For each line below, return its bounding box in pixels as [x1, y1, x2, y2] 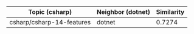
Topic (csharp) [28, 8, 72, 16]
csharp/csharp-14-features [9, 18, 91, 26]
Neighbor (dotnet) [96, 8, 151, 16]
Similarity [156, 8, 185, 16]
